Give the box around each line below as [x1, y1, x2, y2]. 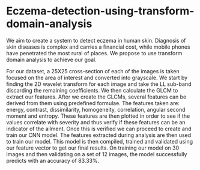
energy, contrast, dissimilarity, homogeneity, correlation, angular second [6, 106, 186, 113]
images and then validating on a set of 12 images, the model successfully [6, 150, 187, 157]
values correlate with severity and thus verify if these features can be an [6, 118, 186, 126]
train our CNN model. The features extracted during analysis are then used [6, 131, 192, 139]
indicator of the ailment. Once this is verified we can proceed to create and [6, 125, 192, 132]
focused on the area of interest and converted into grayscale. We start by [6, 74, 188, 81]
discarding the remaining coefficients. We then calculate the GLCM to [6, 87, 178, 94]
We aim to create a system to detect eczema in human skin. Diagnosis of [6, 37, 186, 44]
